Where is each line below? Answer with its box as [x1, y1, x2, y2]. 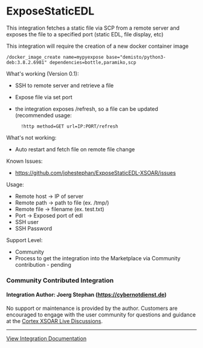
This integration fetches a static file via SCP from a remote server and [6, 24, 180, 31]
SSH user [14, 218, 39, 225]
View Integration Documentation [6, 335, 86, 343]
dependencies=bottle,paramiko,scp [49, 59, 137, 65]
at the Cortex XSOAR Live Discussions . [6, 318, 103, 325]
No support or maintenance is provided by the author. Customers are [6, 304, 178, 312]
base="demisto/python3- [106, 54, 166, 60]
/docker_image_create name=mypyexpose [6, 54, 104, 60]
